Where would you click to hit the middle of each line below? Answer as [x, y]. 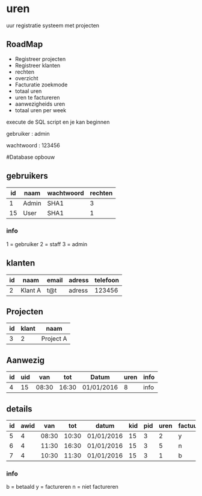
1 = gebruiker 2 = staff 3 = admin [47, 244]
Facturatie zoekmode [41, 84]
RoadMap [25, 44]
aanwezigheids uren [40, 104]
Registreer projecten [40, 59]
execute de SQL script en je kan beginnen [58, 122]
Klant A [31, 290]
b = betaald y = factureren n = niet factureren [63, 487]
